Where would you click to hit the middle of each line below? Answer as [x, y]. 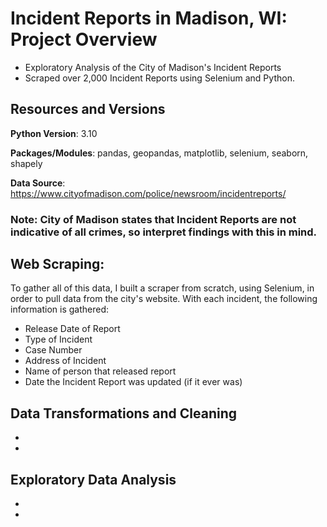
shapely [26, 163]
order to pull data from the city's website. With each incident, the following [164, 299]
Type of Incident [58, 339]
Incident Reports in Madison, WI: [149, 18]
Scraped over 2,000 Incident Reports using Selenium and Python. [159, 78]
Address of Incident [65, 361]
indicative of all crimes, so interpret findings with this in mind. [164, 232]
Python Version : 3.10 [54, 133]
